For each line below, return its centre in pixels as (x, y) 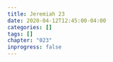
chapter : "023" (30, 41)
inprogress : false (34, 47)
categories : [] (30, 27)
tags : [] (20, 34)
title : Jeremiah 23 (36, 14)
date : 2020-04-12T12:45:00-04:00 (57, 21)
